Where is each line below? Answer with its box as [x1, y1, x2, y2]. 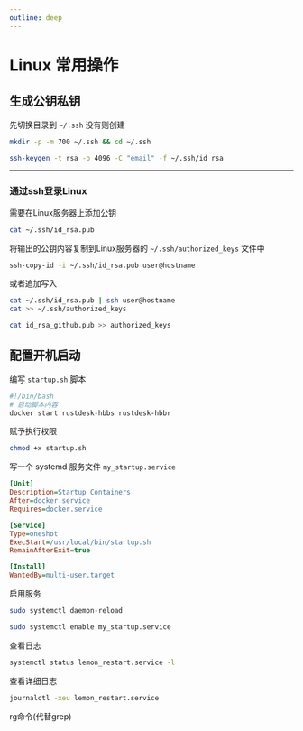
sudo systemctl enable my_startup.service [9, 622, 171, 632]
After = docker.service [9, 496, 91, 505]
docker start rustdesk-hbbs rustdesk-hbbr [9, 408, 171, 418]
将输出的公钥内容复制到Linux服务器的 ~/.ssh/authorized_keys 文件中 [9, 243, 265, 254]
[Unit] [9, 479, 34, 488]
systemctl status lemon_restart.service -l [9, 658, 176, 667]
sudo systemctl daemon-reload [9, 606, 124, 615]
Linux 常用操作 [9, 55, 119, 75]
